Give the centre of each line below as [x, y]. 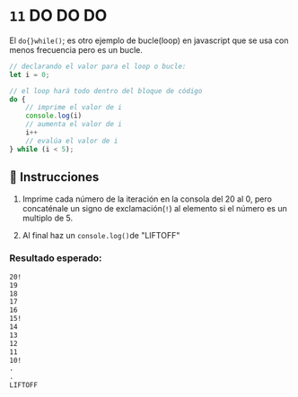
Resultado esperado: [56, 258]
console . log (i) [54, 116]
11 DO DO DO [58, 16]
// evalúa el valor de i [72, 141]
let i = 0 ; [30, 74]
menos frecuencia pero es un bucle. [76, 49]
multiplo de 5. [48, 218]
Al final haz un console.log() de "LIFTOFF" [101, 235]
